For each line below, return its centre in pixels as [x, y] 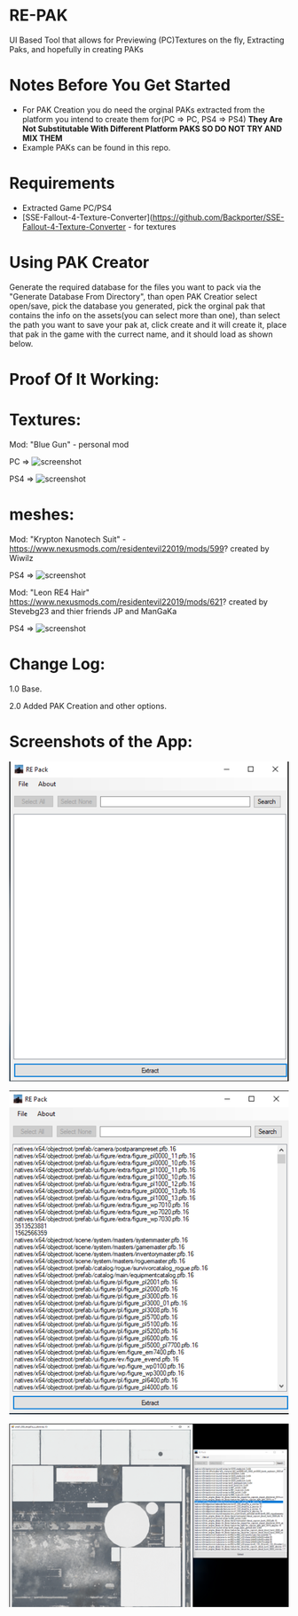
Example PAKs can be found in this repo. [96, 147]
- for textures [152, 226]
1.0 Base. [26, 689]
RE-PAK [39, 16]
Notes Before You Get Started [120, 86]
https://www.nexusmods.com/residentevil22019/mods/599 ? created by [139, 548]
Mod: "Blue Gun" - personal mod [69, 444]
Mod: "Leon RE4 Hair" [50, 592]
